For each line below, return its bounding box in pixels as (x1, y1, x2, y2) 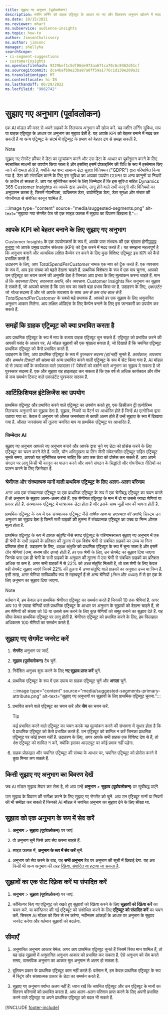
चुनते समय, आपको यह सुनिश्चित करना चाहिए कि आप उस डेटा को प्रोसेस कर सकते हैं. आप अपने (5, 454, 156, 461)
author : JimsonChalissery (5, 36, 59, 41)
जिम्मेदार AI (5, 432, 27, 439)
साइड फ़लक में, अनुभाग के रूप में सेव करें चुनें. (12, 847, 83, 853)
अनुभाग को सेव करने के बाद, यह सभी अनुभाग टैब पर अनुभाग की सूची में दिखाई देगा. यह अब (12, 857, 155, 863)
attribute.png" (12, 693, 41, 699)
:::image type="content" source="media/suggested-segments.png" (5, 205, 144, 211)
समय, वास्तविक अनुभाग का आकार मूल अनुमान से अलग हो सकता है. (12, 957, 119, 963)
